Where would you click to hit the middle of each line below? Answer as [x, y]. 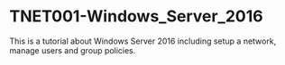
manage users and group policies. [73, 50]
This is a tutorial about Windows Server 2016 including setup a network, [143, 41]
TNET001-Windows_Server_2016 [136, 16]
